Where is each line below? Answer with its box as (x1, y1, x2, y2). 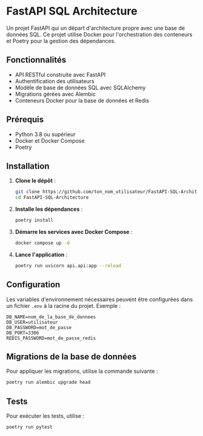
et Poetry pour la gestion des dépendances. (6, 37, 116, 44)
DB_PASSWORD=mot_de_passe (6, 324, 72, 330)
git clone (15, 189, 41, 195)
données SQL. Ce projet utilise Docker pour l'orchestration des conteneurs (6, 30, 193, 38)
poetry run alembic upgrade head (6, 380, 91, 386)
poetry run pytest (6, 424, 53, 431)
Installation (6, 161, 50, 171)
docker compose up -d (15, 240, 70, 246)
